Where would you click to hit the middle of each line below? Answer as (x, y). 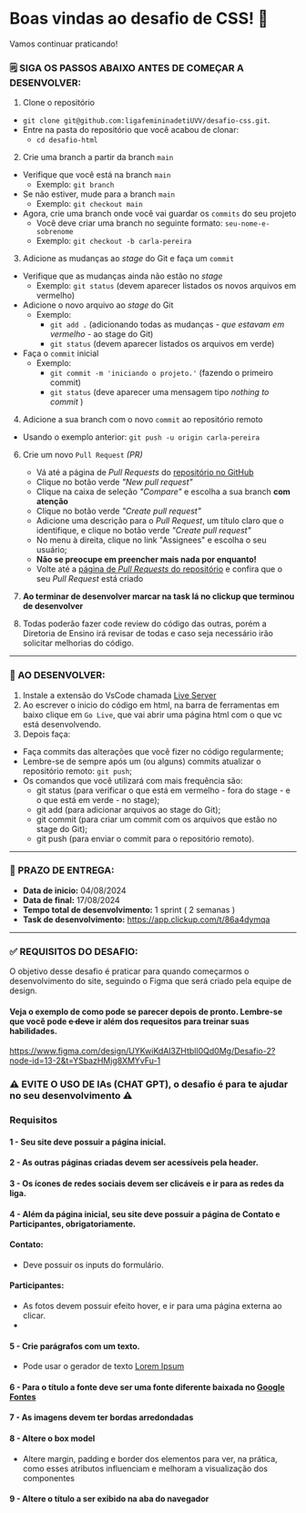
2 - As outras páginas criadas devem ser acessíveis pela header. (134, 1163)
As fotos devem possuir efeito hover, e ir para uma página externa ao (152, 1305)
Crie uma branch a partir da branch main (98, 157)
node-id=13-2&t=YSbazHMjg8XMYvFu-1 (85, 1061)
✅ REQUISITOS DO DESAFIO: (74, 951)
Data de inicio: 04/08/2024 (74, 890)
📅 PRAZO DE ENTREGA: (62, 870)
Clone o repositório (59, 103)
